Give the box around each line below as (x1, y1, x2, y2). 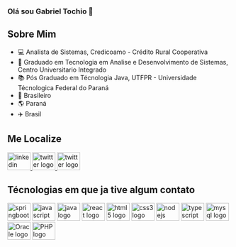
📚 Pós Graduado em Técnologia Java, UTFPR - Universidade (17, 73, 197, 82)
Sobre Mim (7, 28, 57, 40)
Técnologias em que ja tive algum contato (7, 184, 196, 196)
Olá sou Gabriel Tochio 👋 (7, 6, 94, 16)
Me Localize (7, 133, 62, 145)
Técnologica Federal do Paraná (17, 83, 109, 92)
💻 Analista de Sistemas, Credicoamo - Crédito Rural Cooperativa (17, 48, 208, 56)
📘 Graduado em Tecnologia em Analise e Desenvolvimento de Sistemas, (17, 57, 228, 66)
